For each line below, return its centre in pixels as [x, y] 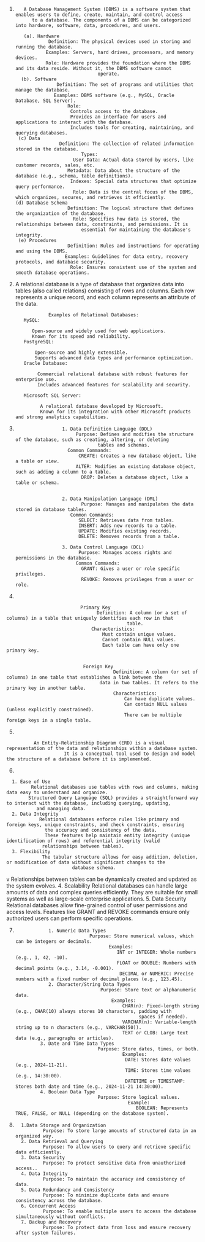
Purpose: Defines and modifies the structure [135, 434]
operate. [109, 74]
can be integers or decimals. [54, 942]
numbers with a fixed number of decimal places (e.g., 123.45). [99, 979]
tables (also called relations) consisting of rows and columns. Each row [105, 291]
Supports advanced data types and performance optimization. [114, 358]
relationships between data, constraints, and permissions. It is [102, 224]
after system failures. [46, 1233]
